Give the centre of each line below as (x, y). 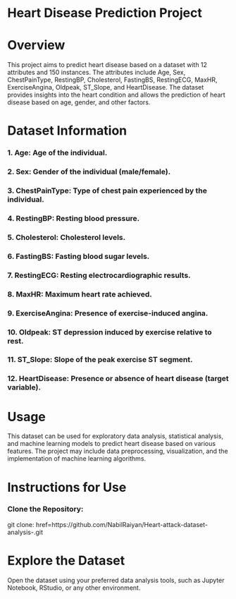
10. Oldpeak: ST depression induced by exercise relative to (110, 332)
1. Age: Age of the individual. (57, 153)
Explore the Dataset (66, 561)
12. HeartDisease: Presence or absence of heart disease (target (118, 379)
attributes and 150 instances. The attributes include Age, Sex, (97, 73)
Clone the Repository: (45, 509)
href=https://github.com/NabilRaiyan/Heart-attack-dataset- (122, 524)
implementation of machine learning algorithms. (77, 459)
